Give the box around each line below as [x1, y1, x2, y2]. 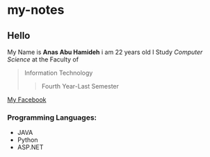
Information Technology [24, 68, 93, 77]
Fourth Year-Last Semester [41, 82, 120, 90]
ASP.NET [17, 143, 44, 151]
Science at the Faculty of [7, 55, 79, 64]
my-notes [7, 2, 65, 18]
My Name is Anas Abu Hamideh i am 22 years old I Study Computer [7, 48, 203, 56]
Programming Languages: [7, 113, 97, 122]
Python [17, 136, 38, 144]
